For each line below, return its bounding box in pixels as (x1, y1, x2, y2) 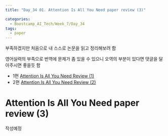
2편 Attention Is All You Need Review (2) (12, 79, 96, 85)
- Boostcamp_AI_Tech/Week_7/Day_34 (10, 21, 85, 26)
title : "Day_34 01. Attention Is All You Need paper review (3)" (5, 7, 146, 13)
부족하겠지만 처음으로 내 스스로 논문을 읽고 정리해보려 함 (5, 45, 116, 51)
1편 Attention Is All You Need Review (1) (12, 73, 95, 79)
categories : (5, 16, 30, 22)
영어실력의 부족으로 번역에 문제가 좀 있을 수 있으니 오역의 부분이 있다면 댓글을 (5, 56, 158, 62)
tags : (5, 26, 17, 31)
